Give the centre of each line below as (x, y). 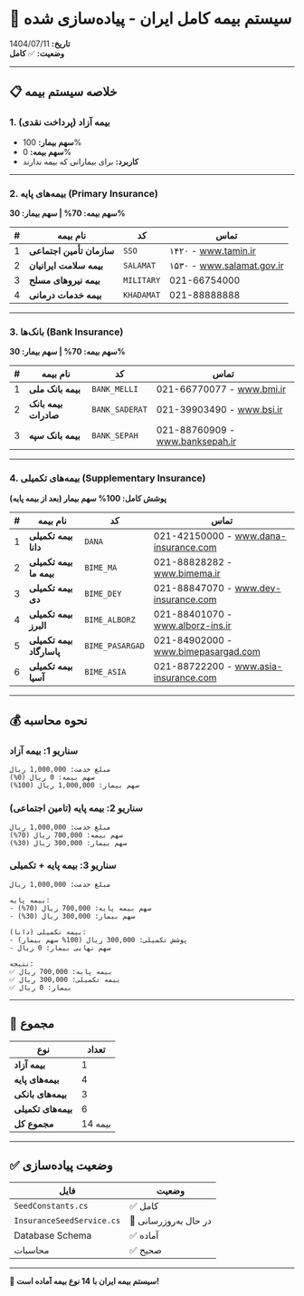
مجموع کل (34, 1124)
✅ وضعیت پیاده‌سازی (61, 1165)
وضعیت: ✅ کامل (37, 53)
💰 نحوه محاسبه (48, 720)
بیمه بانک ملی (55, 389)
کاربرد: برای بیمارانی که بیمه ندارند (80, 161)
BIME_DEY (103, 594)
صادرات (44, 415)
